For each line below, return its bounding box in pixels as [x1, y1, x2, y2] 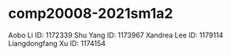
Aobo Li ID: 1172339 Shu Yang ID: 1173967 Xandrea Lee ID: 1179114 [8, 30, 224, 40]
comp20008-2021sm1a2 [8, 5, 173, 23]
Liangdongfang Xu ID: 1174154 [8, 38, 106, 47]
